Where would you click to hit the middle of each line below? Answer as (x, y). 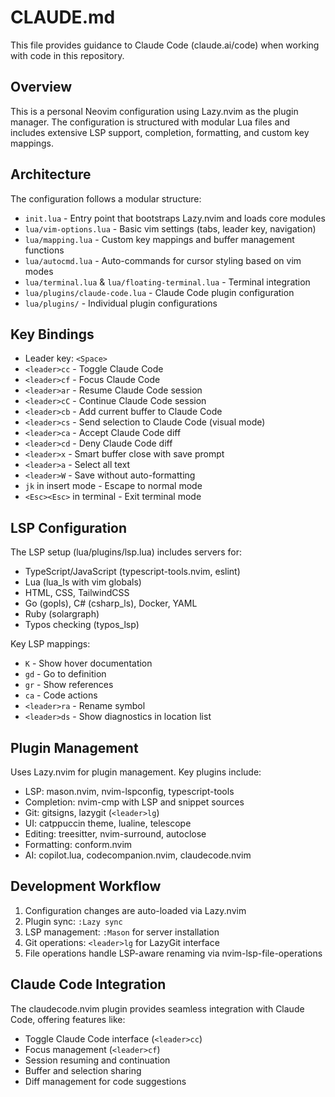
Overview (41, 87)
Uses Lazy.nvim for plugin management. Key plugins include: (136, 772)
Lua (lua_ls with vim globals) (83, 582)
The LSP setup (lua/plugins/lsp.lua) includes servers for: (126, 552)
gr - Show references (69, 685)
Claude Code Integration (88, 984)
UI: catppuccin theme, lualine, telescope (108, 823)
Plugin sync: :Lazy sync (73, 921)
